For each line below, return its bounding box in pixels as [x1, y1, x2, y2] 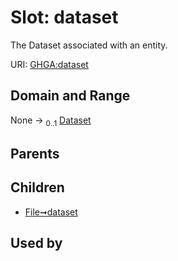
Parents [10, 145, 60, 162]
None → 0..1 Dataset [10, 114, 92, 128]
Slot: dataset [10, 6, 119, 29]
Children [10, 179, 65, 196]
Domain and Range [10, 87, 131, 105]
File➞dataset [24, 206, 78, 218]
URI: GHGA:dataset [10, 58, 89, 70]
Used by [10, 235, 63, 252]
